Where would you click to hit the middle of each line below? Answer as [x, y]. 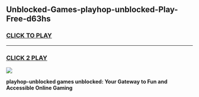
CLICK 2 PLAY [27, 58]
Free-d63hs [29, 19]
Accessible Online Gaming [39, 88]
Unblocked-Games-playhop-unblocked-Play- [92, 10]
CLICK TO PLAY [29, 36]
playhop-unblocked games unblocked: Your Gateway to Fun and [87, 81]
